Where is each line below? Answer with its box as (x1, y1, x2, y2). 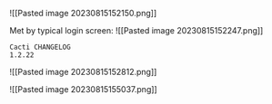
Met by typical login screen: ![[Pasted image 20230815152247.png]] (9, 25, 264, 35)
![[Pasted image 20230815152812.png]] (9, 67, 157, 77)
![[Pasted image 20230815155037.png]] (9, 84, 157, 94)
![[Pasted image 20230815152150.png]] (9, 8, 157, 18)
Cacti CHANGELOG (9, 43, 71, 52)
